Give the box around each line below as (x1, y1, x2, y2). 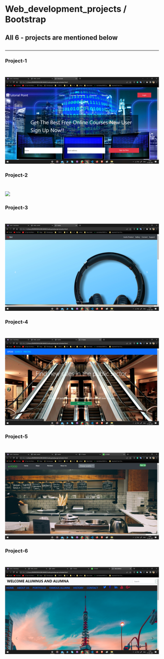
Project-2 (5, 172, 28, 178)
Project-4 (5, 319, 28, 326)
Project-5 (5, 433, 28, 440)
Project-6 (5, 548, 28, 555)
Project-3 (5, 204, 28, 211)
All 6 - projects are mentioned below (5, 33, 118, 42)
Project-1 (5, 57, 27, 64)
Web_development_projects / (5, 3, 127, 15)
